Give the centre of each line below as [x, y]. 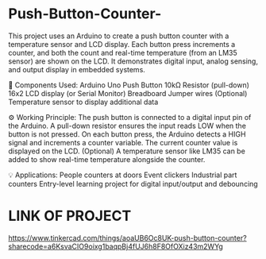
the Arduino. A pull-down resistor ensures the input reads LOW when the [127, 126]
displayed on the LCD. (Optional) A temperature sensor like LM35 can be [127, 151]
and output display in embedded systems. [77, 69]
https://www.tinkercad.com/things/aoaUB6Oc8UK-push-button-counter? [128, 238]
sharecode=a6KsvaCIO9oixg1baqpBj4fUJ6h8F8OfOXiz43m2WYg [116, 246]
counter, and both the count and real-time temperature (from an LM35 [123, 52]
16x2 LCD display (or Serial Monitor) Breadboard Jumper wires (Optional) [128, 93]
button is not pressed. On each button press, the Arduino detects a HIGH [127, 134]
